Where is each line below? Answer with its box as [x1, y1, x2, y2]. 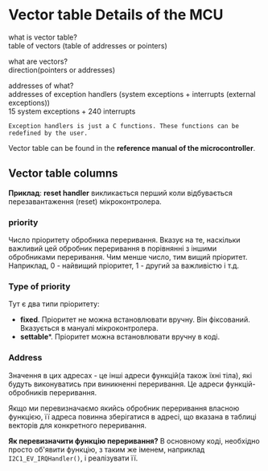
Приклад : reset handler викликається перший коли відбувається [8, 188, 233, 198]
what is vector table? [8, 32, 78, 42]
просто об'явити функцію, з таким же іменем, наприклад [8, 444, 205, 454]
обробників [8, 387, 48, 397]
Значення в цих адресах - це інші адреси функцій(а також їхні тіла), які [8, 370, 252, 380]
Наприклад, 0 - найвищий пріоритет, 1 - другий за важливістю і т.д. [8, 261, 240, 271]
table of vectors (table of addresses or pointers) [8, 40, 167, 50]
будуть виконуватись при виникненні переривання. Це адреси [8, 379, 224, 389]
